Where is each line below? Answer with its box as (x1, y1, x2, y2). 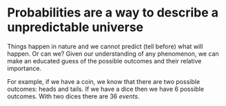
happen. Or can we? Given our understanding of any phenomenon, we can (7, 50, 219, 58)
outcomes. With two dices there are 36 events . (7, 92, 140, 100)
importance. (7, 64, 42, 72)
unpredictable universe (7, 19, 143, 35)
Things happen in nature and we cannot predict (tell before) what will (7, 42, 203, 50)
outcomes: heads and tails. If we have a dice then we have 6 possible (7, 85, 205, 93)
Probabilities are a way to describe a (7, 5, 219, 21)
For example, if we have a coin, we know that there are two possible (7, 77, 201, 85)
